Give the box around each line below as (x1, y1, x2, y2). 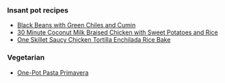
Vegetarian (7, 53, 45, 62)
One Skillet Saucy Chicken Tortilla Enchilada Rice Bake (16, 36, 171, 44)
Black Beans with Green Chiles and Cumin (16, 21, 136, 29)
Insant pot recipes (7, 5, 68, 15)
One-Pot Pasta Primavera (16, 68, 89, 77)
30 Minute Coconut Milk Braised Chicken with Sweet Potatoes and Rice (16, 28, 218, 36)
